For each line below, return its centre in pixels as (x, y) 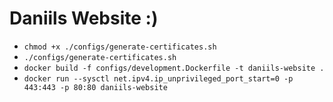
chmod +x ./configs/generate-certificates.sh (120, 47)
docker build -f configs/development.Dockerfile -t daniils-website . (174, 68)
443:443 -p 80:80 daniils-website (95, 87)
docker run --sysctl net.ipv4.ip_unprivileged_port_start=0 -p (158, 78)
